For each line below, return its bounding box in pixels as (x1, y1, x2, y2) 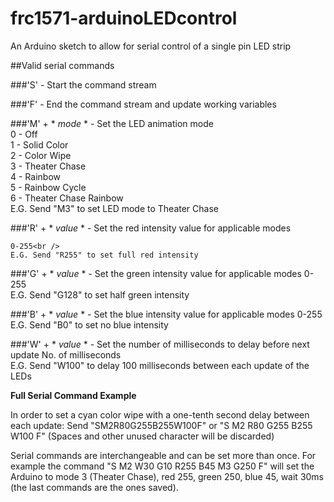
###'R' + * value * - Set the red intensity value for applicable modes (10, 222, 292, 234)
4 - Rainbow (10, 170, 61, 182)
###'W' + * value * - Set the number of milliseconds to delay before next (10, 338, 310, 350)
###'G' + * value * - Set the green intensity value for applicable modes (10, 267, 302, 279)
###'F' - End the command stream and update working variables (10, 98, 277, 110)
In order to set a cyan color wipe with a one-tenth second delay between (10, 408, 310, 421)
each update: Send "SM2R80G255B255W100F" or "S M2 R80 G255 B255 (10, 419, 313, 431)
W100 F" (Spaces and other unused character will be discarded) (10, 430, 275, 442)
